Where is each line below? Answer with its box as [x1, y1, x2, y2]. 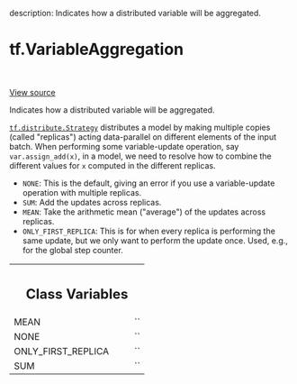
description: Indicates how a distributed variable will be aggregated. [9, 8, 261, 18]
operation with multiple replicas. [22, 187, 142, 197]
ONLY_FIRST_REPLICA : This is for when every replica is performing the [22, 225, 276, 236]
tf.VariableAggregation [9, 40, 184, 59]
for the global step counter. [22, 244, 123, 255]
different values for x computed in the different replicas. [9, 160, 216, 170]
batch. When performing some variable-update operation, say [9, 141, 239, 151]
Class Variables [25, 285, 129, 303]
